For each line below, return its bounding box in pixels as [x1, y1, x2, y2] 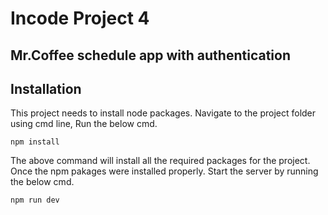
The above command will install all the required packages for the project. [10, 155, 311, 167]
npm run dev [10, 195, 60, 206]
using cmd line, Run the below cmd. [10, 118, 158, 130]
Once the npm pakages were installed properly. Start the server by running [10, 165, 319, 177]
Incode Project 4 [10, 7, 150, 30]
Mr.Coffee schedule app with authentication [10, 47, 291, 64]
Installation [10, 80, 82, 97]
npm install [10, 137, 60, 147]
